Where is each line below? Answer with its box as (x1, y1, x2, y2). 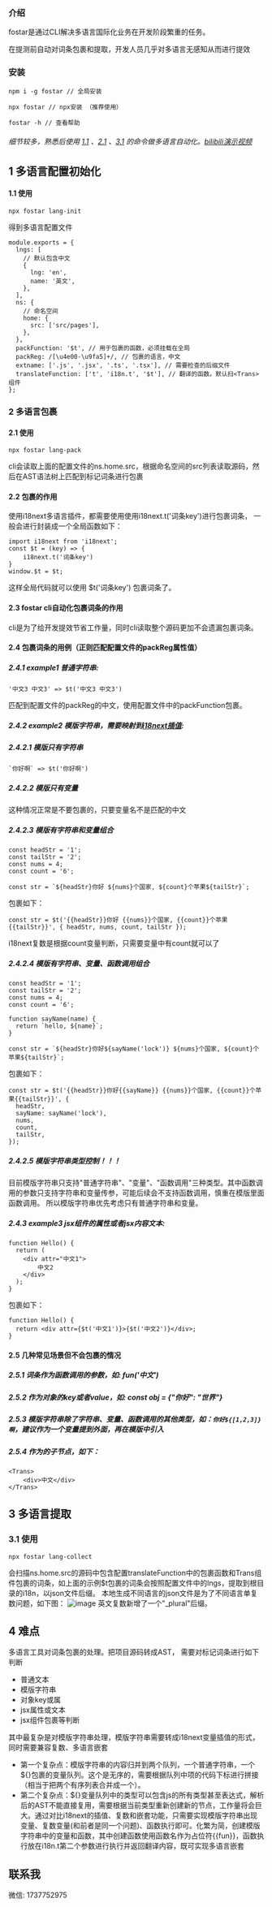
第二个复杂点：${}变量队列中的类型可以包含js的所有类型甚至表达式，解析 (19, 1790, 265, 1800)
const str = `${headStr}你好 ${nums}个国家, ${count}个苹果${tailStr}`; (8, 883, 250, 891)
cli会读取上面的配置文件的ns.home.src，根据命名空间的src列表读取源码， (8, 461, 253, 472)
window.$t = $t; (8, 567, 63, 576)
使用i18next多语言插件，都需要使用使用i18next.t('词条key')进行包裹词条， (8, 511, 253, 521)
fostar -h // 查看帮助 (8, 119, 80, 127)
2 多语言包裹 (8, 406, 58, 417)
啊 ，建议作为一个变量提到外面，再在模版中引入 (8, 1425, 164, 1435)
